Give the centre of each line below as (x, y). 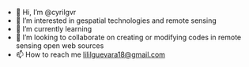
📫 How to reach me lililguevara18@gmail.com (91, 54)
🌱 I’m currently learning (54, 29)
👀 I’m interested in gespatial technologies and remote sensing (116, 20)
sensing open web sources (60, 46)
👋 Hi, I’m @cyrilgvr (46, 12)
